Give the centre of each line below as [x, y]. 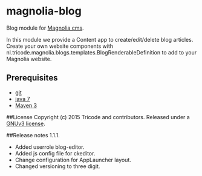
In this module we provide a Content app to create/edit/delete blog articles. [100, 39]
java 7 [22, 99]
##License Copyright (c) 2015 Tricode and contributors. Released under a [98, 117]
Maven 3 [26, 105]
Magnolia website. [29, 59]
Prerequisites [32, 78]
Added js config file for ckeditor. [55, 153]
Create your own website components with [60, 46]
